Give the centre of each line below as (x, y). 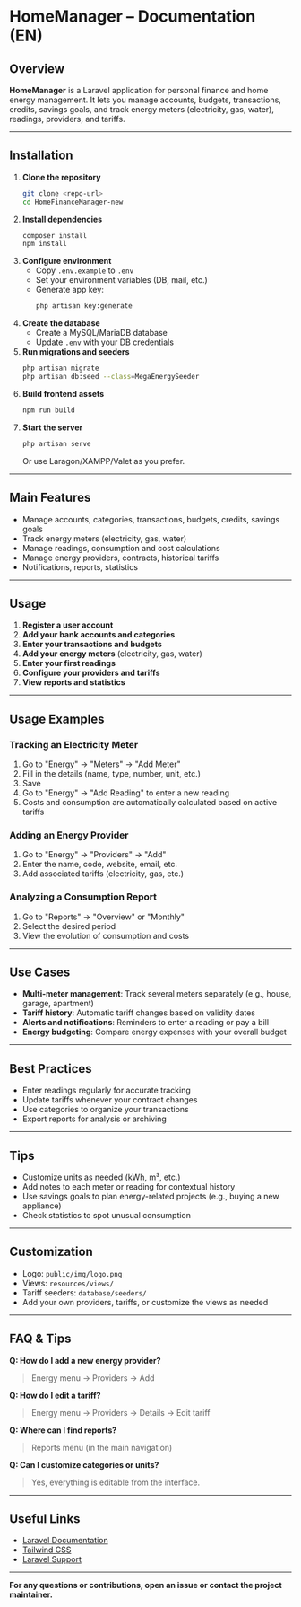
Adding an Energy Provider (69, 835)
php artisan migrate (60, 369)
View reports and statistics (73, 682)
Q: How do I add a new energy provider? (85, 1360)
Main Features (50, 498)
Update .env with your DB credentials (105, 342)
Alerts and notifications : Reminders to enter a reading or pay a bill (146, 1023)
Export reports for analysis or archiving (95, 1119)
